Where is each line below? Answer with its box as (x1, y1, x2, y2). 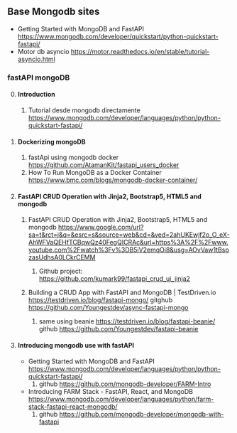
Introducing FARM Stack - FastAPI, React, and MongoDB (28, 387, 194, 395)
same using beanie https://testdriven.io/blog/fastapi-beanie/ (38, 317, 216, 326)
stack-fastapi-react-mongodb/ (28, 402, 118, 411)
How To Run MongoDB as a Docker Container (28, 169, 162, 177)
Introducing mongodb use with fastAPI (17, 341, 135, 349)
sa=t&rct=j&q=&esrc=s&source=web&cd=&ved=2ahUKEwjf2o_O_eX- (28, 230, 231, 239)
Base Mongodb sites (7, 6, 100, 18)
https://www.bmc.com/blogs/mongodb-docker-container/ (28, 176, 198, 184)
